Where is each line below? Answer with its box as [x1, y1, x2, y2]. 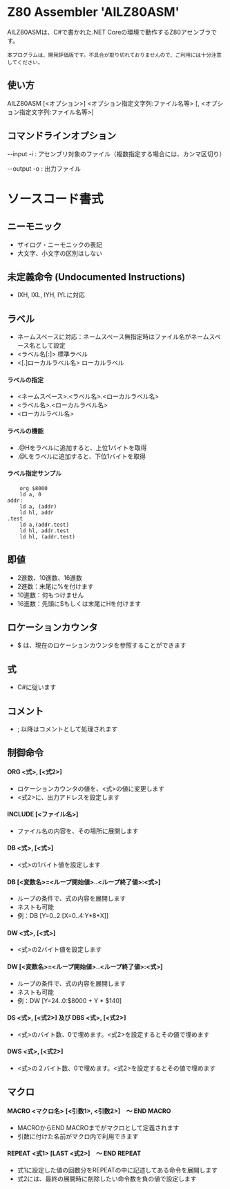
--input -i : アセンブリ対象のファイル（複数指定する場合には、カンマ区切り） [7, 149, 226, 158]
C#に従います [17, 683, 57, 691]
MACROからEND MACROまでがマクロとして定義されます [17, 1123, 180, 1132]
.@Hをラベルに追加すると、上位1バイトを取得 [17, 443, 147, 451]
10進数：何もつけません [17, 590, 84, 599]
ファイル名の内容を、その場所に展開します [17, 827, 139, 835]
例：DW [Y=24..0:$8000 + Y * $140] [17, 996, 122, 1004]
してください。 [7, 59, 44, 66]
